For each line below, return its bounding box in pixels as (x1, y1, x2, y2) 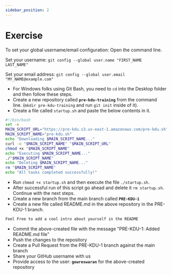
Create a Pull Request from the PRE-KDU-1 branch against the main (12, 242, 155, 248)
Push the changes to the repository (12, 236, 87, 243)
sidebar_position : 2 (5, 7, 50, 13)
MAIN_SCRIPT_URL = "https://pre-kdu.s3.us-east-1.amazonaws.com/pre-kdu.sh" (5, 127, 168, 132)
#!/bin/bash (5, 117, 31, 122)
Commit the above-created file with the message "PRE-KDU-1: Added (12, 226, 160, 232)
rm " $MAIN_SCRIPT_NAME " (5, 165, 56, 170)
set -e (5, 122, 19, 127)
